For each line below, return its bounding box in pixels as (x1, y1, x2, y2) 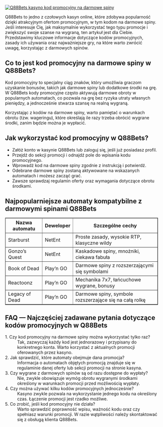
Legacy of (8, 290, 31, 297)
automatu (12, 225, 35, 232)
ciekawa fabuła (75, 254, 110, 261)
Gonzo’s (8, 248, 27, 255)
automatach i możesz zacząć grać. (12, 172, 82, 178)
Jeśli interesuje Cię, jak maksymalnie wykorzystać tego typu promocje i (5, 24, 148, 30)
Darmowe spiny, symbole (75, 290, 133, 297)
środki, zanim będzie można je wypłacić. (5, 120, 86, 126)
